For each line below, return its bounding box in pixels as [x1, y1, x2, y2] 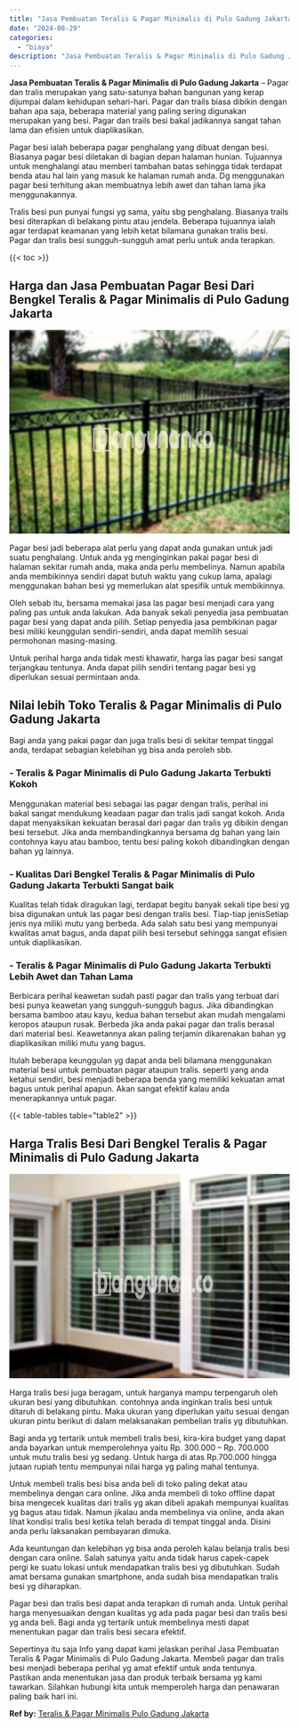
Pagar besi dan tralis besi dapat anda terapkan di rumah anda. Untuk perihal [9, 1598, 288, 1609]
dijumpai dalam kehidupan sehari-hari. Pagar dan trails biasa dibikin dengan [9, 96, 287, 107]
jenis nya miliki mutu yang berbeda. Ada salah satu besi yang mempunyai [9, 918, 279, 929]
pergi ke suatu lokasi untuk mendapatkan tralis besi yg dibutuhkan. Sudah [9, 1562, 280, 1572]
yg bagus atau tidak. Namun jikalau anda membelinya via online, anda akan [9, 1506, 285, 1517]
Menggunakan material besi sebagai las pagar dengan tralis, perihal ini [9, 798, 269, 809]
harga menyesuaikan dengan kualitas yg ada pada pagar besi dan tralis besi [9, 1607, 287, 1618]
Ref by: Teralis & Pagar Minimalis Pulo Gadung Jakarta [9, 1708, 209, 1718]
